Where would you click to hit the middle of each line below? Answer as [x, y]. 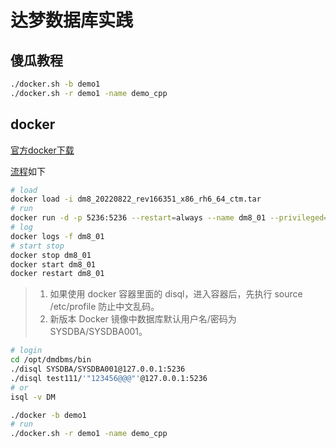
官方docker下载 [42, 150]
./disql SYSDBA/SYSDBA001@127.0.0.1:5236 [98, 369]
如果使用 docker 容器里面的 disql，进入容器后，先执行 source [176, 294]
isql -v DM [33, 397]
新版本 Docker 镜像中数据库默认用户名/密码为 [143, 319]
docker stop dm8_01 [51, 255]
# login [26, 351]
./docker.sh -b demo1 [55, 84]
